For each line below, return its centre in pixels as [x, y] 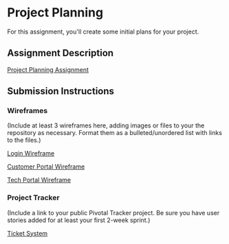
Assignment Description [61, 53]
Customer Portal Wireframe [46, 167]
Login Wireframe [31, 154]
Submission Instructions [61, 91]
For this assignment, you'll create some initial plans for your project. [103, 32]
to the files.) [24, 140]
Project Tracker [33, 198]
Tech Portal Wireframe [39, 180]
